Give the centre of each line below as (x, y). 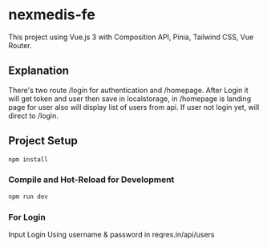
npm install (28, 159)
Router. (20, 45)
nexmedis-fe (52, 15)
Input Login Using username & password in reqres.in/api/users (111, 234)
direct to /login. (33, 115)
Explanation (39, 71)
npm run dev (28, 196)
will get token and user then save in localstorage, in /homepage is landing (129, 99)
